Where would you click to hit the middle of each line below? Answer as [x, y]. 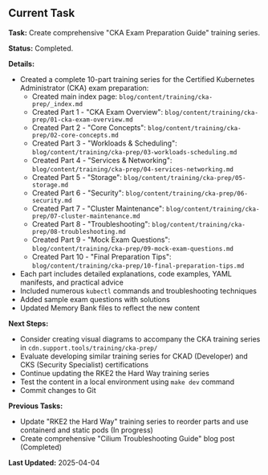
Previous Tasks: [36, 406]
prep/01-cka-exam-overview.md [83, 120]
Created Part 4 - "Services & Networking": [102, 160]
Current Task [42, 13]
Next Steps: [28, 323]
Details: [21, 63]
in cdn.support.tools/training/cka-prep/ [89, 347]
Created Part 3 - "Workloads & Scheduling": [105, 143]
